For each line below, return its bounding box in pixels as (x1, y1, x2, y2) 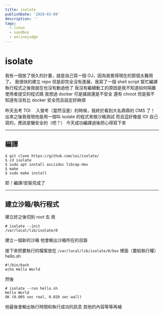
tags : (5, 21, 16, 26)
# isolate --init (5, 224, 41, 229)
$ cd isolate (5, 157, 32, 162)
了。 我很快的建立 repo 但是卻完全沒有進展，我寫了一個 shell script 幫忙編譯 (5, 78, 158, 84)
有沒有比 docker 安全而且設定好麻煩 (13, 97, 86, 103)
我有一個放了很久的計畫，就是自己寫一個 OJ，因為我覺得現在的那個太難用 (5, 72, 153, 78)
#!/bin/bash (5, 263, 29, 268)
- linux (9, 26, 25, 30)
